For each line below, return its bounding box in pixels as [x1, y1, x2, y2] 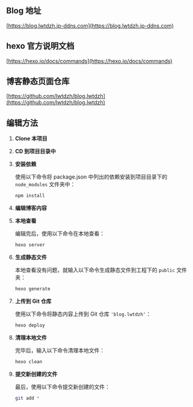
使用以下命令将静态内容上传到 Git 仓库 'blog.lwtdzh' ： [14, 310, 152, 317]
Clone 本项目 [14, 135, 47, 142]
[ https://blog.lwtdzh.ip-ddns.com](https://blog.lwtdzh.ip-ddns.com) [6, 22, 174, 29]
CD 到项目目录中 [14, 148, 56, 155]
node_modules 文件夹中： [14, 181, 76, 188]
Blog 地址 [6, 5, 41, 16]
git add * [14, 395, 40, 401]
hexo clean [14, 358, 43, 365]
